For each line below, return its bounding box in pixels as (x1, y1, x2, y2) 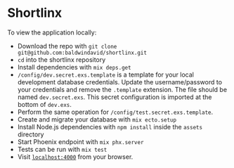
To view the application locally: (7, 28, 97, 37)
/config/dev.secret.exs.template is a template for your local (17, 70, 195, 79)
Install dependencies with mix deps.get (17, 63, 131, 71)
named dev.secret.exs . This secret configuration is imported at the (17, 93, 212, 101)
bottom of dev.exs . (17, 100, 72, 108)
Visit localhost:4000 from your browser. (17, 153, 134, 161)
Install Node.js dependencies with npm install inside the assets (17, 122, 202, 131)
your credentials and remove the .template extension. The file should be (17, 85, 227, 93)
